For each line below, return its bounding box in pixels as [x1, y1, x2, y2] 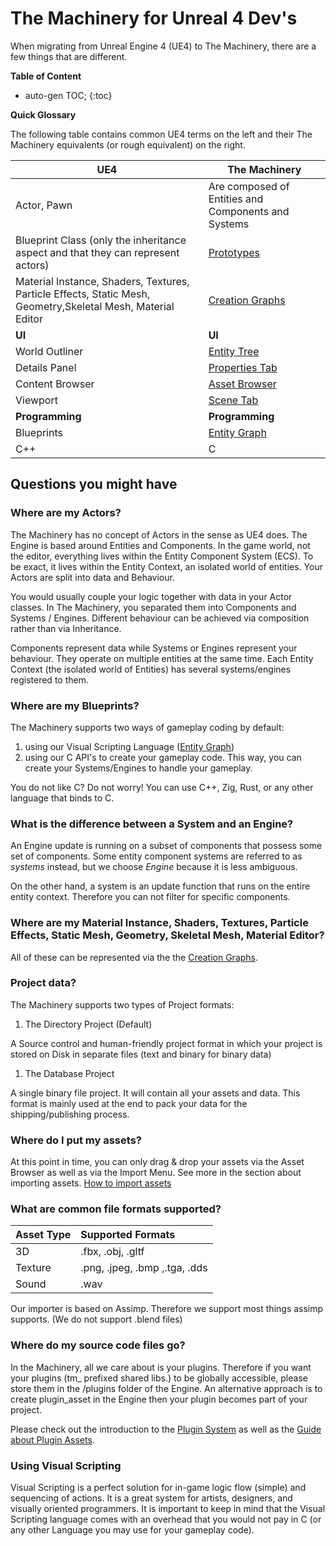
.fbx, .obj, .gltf [80, 1245, 145, 1259]
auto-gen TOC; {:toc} [24, 89, 113, 101]
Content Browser [15, 377, 95, 391]
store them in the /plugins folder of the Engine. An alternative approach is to [10, 1382, 323, 1394]
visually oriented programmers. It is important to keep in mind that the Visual [10, 1503, 326, 1514]
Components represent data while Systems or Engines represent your [10, 642, 298, 654]
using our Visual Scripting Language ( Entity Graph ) [24, 740, 235, 752]
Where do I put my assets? [10, 1133, 142, 1147]
